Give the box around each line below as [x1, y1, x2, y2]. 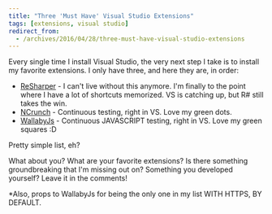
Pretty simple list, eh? [8, 140, 80, 151]
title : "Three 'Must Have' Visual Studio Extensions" [8, 11, 195, 20]
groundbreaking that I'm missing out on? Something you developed [8, 164, 234, 175]
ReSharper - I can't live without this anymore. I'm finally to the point [19, 81, 246, 91]
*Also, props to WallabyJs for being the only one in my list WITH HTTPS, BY [8, 189, 262, 199]
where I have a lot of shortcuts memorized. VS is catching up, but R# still [19, 90, 264, 100]
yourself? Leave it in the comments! [8, 173, 128, 183]
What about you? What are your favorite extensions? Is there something [8, 156, 248, 166]
